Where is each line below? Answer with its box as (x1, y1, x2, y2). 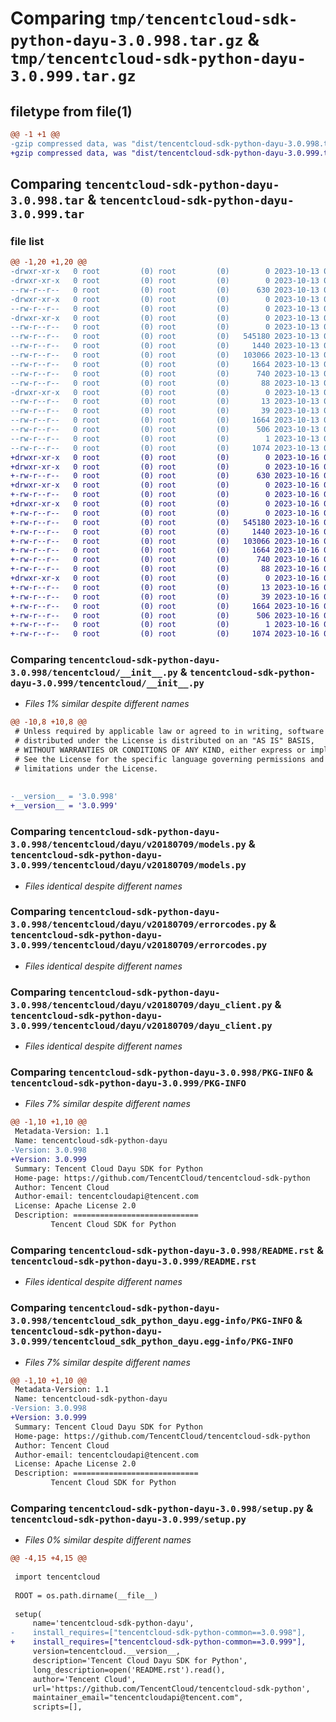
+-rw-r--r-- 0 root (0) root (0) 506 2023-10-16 (10, 610, 320, 621)
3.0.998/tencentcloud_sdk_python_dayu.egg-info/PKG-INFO (10, 1315, 294, 1327)
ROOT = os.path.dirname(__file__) (14, 1590, 159, 1601)
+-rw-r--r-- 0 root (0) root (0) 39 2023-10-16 (10, 592, 320, 602)
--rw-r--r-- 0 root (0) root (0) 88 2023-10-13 (10, 378, 320, 388)
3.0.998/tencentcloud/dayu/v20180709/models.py (10, 839, 247, 851)
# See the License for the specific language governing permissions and (14, 754, 325, 764)
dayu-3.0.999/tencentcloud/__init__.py (10, 678, 205, 689)
